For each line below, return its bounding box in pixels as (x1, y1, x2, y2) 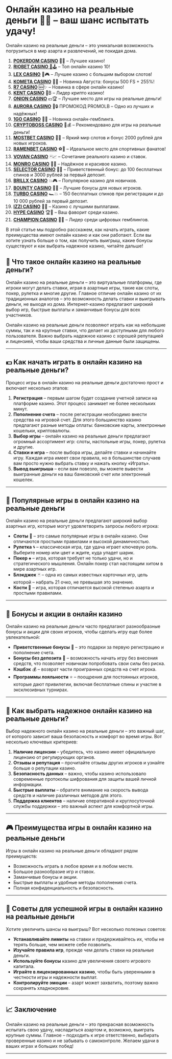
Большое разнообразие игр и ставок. (13, 868, 95, 875)
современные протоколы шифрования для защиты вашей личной (13, 776, 157, 782)
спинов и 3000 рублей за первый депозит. (13, 172, 106, 178)
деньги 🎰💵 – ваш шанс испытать (6, 14, 150, 26)
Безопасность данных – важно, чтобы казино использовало (13, 771, 146, 777)
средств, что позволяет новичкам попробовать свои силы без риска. (13, 660, 165, 667)
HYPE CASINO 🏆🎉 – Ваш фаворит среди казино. (13, 209, 119, 215)
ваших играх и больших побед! (6, 1043, 73, 1049)
